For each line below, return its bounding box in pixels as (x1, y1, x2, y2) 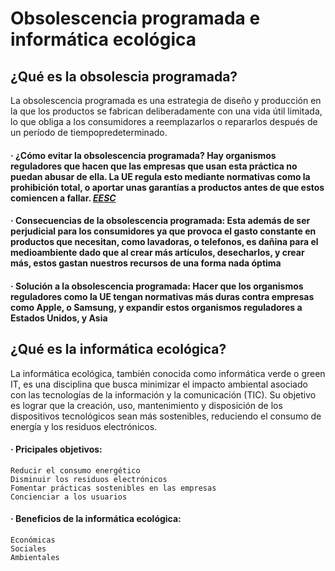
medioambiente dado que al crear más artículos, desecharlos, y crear (10, 247, 305, 259)
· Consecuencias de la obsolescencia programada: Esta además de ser (10, 215, 311, 227)
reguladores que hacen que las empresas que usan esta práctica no (10, 160, 298, 172)
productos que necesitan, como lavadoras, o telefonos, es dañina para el (10, 236, 319, 248)
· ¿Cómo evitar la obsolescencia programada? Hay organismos (10, 149, 277, 161)
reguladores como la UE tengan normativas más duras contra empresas (10, 290, 315, 302)
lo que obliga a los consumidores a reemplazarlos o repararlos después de (10, 116, 318, 127)
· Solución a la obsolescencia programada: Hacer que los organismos (10, 280, 304, 292)
